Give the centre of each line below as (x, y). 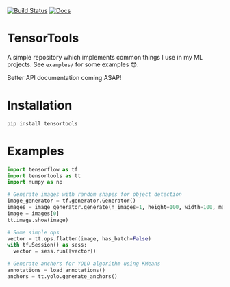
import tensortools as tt (44, 176)
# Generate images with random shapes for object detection (95, 195)
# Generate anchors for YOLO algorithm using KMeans (84, 264)
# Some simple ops (33, 232)
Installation (40, 105)
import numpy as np (35, 182)
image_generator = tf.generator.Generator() (72, 201)
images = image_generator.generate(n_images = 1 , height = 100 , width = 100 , (111, 208)
